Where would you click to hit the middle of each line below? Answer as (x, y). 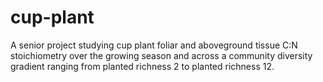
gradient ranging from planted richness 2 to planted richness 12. (142, 66)
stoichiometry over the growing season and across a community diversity (161, 55)
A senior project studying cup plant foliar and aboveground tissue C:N (154, 45)
